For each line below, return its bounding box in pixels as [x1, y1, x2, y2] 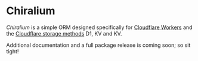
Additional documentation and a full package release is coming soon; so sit [6, 41, 191, 49]
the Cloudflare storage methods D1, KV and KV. [6, 30, 122, 37]
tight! [6, 47, 19, 54]
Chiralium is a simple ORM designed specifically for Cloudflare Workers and [6, 24, 193, 31]
